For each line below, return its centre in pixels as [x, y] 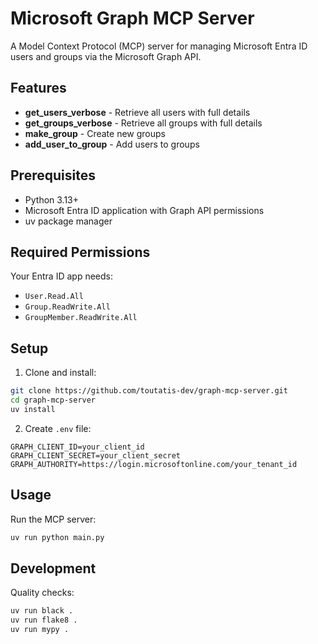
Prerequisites [53, 175]
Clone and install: [60, 373]
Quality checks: [42, 593]
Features [38, 88]
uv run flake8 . [44, 620]
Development [53, 568]
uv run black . [42, 611]
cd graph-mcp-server [53, 400]
